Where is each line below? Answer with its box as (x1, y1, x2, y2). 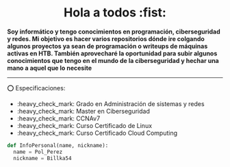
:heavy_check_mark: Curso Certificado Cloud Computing (16, 129, 178, 137)
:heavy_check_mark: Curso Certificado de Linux (16, 121, 153, 129)
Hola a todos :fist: (64, 5, 166, 21)
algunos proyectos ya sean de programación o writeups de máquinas (7, 42, 208, 50)
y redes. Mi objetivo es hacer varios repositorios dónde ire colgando (7, 34, 205, 42)
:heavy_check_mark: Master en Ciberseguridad (16, 107, 151, 115)
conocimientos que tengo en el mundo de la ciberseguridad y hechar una (7, 56, 219, 64)
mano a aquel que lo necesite (7, 64, 92, 72)
